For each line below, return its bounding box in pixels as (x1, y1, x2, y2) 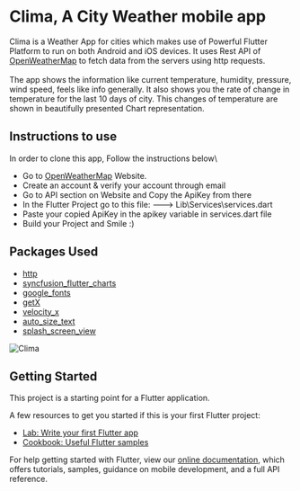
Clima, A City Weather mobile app (9, 6, 267, 27)
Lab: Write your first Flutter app (22, 427, 139, 438)
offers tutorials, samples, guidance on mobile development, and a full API (9, 464, 280, 475)
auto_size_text (22, 316, 75, 326)
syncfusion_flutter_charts (22, 277, 117, 289)
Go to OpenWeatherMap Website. (22, 170, 147, 181)
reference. (9, 474, 48, 485)
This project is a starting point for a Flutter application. (9, 393, 210, 404)
